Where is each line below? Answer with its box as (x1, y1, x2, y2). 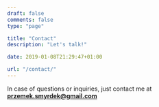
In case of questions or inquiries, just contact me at (7, 85, 152, 93)
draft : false (7, 10, 45, 17)
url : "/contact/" (7, 66, 57, 73)
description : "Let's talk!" (7, 42, 88, 48)
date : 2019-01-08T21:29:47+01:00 (7, 54, 103, 61)
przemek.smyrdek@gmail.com (7, 91, 97, 100)
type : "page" (7, 22, 45, 29)
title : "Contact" (7, 35, 57, 42)
